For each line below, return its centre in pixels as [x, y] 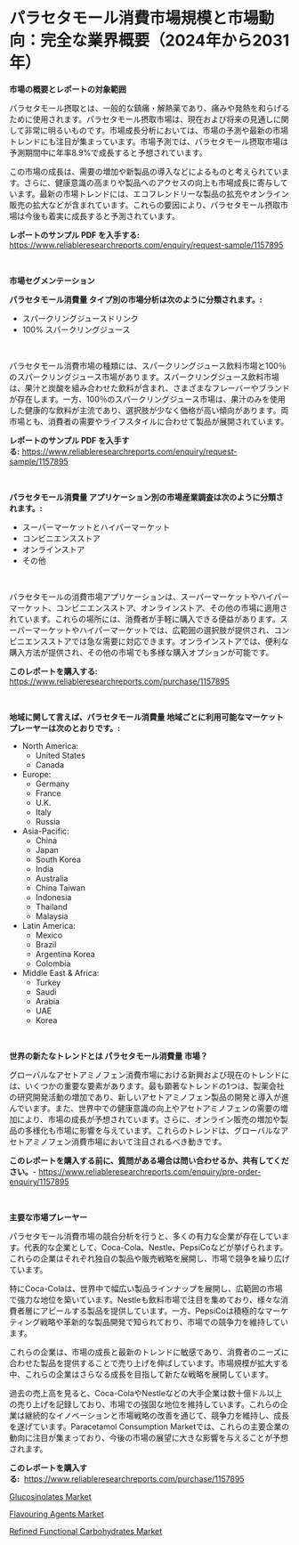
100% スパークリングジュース [76, 329]
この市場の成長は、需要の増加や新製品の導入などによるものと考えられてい [145, 171]
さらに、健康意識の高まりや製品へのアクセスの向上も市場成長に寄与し [152, 183]
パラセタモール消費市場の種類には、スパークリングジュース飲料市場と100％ [148, 365]
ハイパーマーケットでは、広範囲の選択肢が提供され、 [176, 630]
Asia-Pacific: [45, 831]
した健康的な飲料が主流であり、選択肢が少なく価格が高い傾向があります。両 [149, 410]
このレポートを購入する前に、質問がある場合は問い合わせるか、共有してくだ [149, 1160]
